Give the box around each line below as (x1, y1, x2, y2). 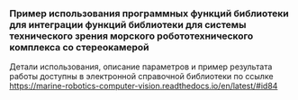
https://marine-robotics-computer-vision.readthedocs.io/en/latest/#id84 (9, 80, 278, 92)
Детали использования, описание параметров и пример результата (9, 61, 273, 72)
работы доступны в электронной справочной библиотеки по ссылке (9, 71, 274, 82)
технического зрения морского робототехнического (9, 30, 254, 42)
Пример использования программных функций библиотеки (9, 7, 290, 20)
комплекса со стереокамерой (9, 41, 150, 53)
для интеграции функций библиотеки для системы (9, 18, 247, 31)
